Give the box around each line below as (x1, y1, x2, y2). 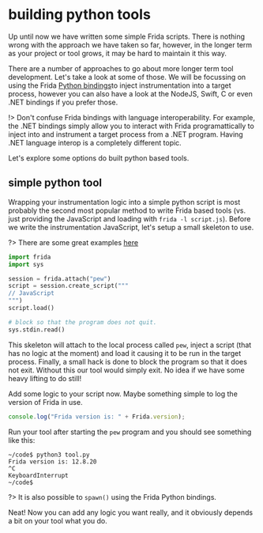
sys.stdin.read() (8, 326, 66, 334)
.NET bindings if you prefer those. (8, 97, 118, 107)
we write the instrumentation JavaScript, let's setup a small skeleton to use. (8, 222, 254, 232)
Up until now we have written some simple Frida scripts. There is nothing (8, 32, 246, 41)
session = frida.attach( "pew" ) (8, 274, 111, 282)
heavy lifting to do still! (8, 373, 82, 383)
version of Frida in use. (8, 397, 83, 406)
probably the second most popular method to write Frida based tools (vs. (8, 206, 246, 215)
